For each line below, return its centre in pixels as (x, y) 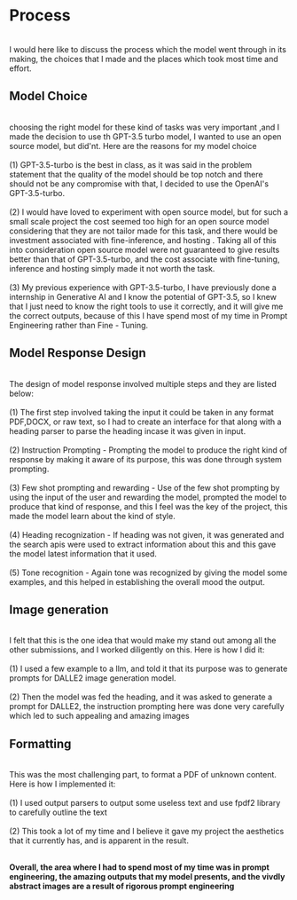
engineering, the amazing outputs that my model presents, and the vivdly (147, 877)
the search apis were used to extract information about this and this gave (143, 544)
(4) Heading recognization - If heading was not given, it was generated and (147, 534)
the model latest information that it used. (83, 553)
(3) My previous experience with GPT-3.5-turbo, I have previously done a (143, 287)
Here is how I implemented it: (63, 784)
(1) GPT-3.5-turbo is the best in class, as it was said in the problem (131, 164)
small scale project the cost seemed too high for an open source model (139, 221)
